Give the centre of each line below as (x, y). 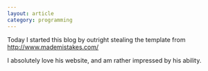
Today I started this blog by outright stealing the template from (96, 39)
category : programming (40, 20)
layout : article (31, 13)
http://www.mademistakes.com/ (53, 47)
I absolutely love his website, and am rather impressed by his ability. (104, 60)
